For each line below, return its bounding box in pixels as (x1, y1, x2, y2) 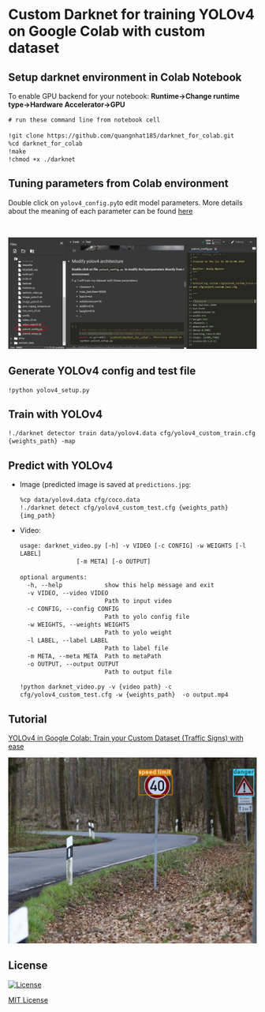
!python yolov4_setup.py (8, 386, 90, 394)
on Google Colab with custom (8, 22, 206, 40)
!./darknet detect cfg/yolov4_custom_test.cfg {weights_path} (19, 504, 229, 512)
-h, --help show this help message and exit (27, 582, 215, 590)
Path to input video (104, 598, 172, 605)
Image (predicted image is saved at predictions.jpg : (19, 480, 192, 489)
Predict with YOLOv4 (8, 459, 114, 472)
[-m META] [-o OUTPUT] (76, 558, 151, 566)
